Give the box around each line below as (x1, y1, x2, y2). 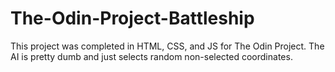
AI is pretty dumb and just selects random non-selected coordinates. (10, 50, 293, 62)
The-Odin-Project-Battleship (10, 7, 255, 30)
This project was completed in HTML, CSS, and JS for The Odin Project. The (10, 40, 325, 52)
